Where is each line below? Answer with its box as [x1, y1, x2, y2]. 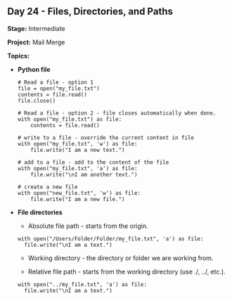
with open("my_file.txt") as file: [17, 115, 122, 122]
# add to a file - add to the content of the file [17, 158, 169, 166]
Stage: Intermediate [7, 24, 65, 32]
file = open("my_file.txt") [17, 84, 100, 92]
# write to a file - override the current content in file [17, 134, 195, 141]
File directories [17, 207, 63, 217]
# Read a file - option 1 [17, 79, 94, 86]
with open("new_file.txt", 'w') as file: [17, 189, 141, 196]
